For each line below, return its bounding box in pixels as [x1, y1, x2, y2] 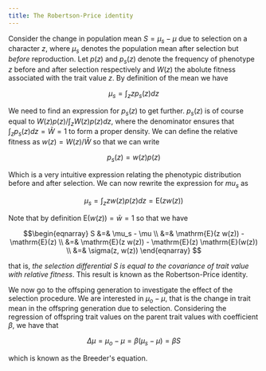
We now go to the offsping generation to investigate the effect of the [8, 285, 233, 294]
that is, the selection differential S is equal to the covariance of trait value [8, 261, 249, 270]
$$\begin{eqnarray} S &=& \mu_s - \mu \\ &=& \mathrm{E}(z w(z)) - [22, 228, 245, 238]
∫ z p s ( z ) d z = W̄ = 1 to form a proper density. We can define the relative [8, 127, 238, 138]
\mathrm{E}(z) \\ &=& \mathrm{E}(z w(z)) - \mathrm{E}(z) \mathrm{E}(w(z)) [9, 237, 259, 247]
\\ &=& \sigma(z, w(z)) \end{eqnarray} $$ [66, 245, 201, 255]
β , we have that [8, 321, 59, 330]
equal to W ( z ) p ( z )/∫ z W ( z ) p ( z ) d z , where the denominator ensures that [8, 116, 235, 128]
